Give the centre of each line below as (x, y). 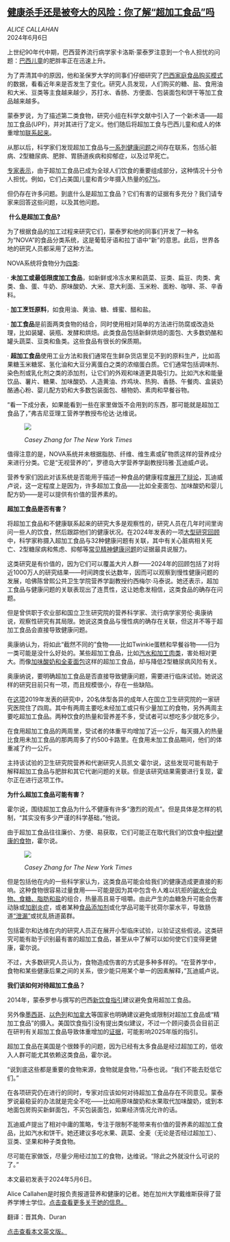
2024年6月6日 (27, 37)
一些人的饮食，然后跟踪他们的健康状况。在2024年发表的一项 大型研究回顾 (116, 532)
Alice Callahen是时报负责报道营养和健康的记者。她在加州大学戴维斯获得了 (111, 1193)
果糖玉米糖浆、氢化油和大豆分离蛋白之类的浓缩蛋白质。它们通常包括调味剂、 (115, 364)
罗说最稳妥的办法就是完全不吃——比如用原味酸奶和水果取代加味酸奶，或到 (112, 1101)
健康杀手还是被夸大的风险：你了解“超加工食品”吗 (111, 12)
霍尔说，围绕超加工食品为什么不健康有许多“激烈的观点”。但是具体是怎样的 (112, 809)
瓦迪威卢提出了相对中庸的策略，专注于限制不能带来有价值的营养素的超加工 (112, 1124)
